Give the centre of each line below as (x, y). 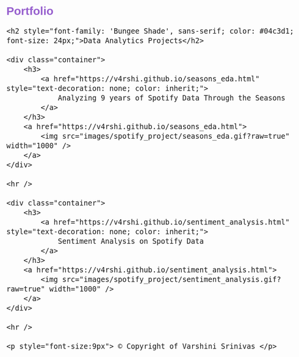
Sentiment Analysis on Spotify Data (131, 241)
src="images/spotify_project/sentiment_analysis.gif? (172, 279)
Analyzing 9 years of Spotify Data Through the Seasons (171, 98)
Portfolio (30, 11)
